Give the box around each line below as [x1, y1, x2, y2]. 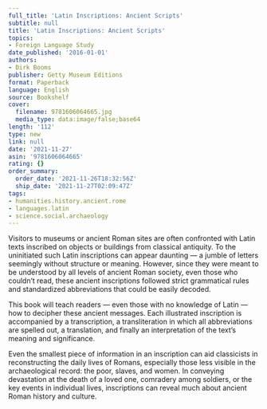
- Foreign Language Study [8, 41, 94, 49]
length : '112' [8, 123, 56, 131]
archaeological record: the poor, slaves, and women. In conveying [8, 366, 225, 376]
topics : [8, 33, 34, 42]
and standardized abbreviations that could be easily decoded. [8, 285, 211, 294]
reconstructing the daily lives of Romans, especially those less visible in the [8, 358, 257, 368]
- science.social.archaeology [8, 212, 109, 220]
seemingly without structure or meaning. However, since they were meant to [8, 259, 259, 269]
